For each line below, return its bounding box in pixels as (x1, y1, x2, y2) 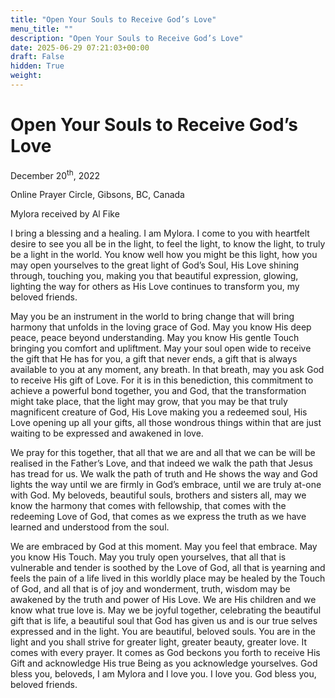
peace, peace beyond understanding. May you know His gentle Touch (10, 332, 300, 344)
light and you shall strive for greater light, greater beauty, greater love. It (10, 636, 307, 648)
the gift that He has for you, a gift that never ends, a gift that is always (10, 353, 298, 365)
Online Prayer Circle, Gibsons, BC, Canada (10, 189, 185, 201)
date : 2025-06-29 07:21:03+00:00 (10, 42, 150, 53)
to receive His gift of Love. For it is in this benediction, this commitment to (10, 374, 314, 386)
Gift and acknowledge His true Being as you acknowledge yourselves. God (10, 657, 318, 670)
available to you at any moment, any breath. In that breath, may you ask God (10, 364, 325, 376)
